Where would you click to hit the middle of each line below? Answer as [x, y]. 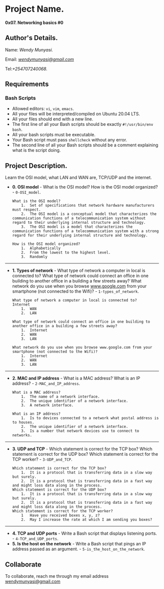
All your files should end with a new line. [53, 119]
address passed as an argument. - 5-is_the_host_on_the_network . [78, 549]
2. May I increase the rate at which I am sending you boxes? [87, 520]
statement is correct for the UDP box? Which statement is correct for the [85, 454]
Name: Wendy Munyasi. [29, 49]
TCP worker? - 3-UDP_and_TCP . [42, 459]
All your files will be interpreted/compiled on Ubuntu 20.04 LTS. [76, 114]
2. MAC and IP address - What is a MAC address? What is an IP [76, 378]
